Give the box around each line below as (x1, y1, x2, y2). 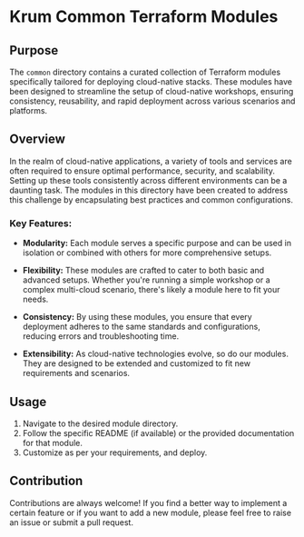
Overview (9, 132, 66, 147)
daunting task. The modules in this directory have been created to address (9, 184, 289, 195)
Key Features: (9, 216, 73, 229)
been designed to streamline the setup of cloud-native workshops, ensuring (9, 86, 294, 96)
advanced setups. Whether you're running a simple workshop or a (22, 274, 270, 285)
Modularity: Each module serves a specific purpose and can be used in (22, 238, 292, 249)
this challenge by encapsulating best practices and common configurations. (9, 194, 293, 205)
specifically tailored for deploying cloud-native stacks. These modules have (9, 76, 293, 87)
